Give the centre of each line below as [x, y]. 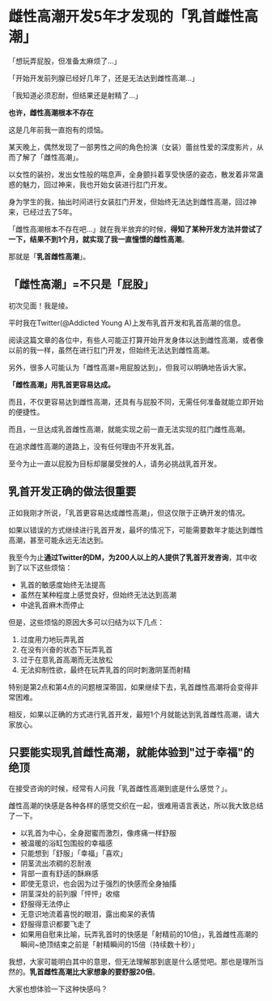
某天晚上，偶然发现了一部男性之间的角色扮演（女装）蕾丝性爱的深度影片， [132, 147]
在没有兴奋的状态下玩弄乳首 [66, 649]
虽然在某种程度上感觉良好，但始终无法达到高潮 [98, 595]
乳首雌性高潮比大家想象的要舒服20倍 [91, 972]
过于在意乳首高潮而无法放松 [66, 659]
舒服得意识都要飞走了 [55, 924]
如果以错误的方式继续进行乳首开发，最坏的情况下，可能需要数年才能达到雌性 [136, 530]
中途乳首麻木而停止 [52, 605]
